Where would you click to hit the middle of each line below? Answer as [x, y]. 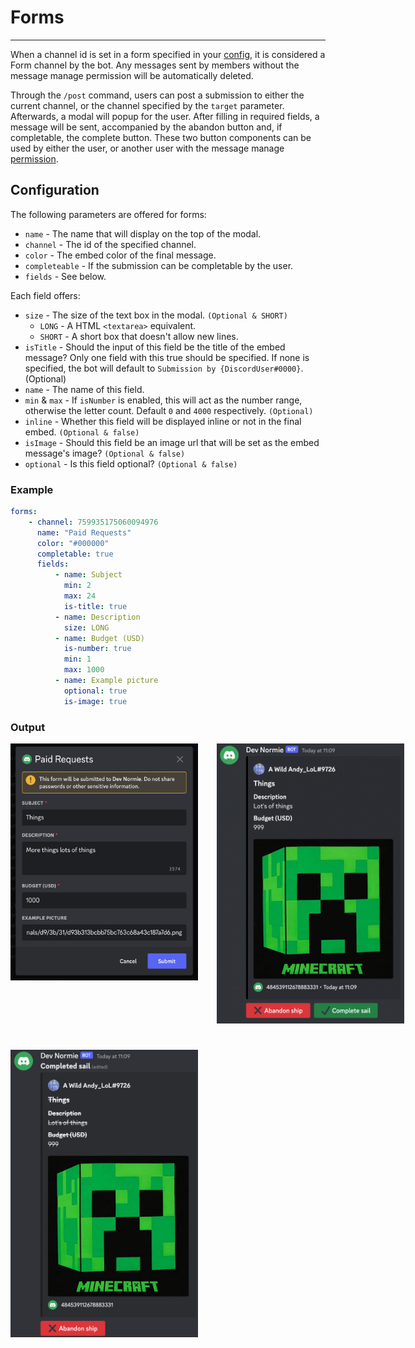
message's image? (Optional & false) [105, 453]
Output [28, 727]
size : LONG [86, 627]
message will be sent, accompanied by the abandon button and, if [146, 127]
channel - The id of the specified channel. [110, 244]
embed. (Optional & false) [82, 432]
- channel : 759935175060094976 [93, 522]
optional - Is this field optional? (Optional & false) [131, 463]
